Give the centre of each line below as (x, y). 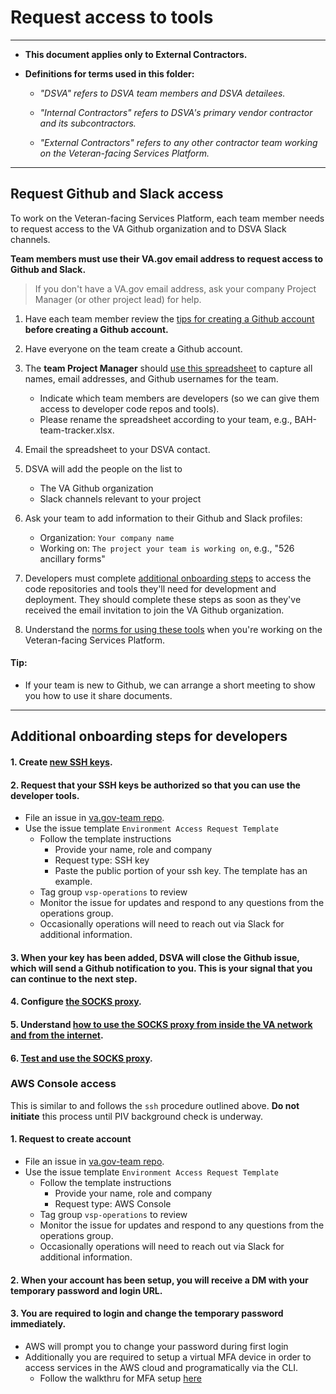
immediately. (38, 1324)
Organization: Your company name (107, 537)
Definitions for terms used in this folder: (109, 73)
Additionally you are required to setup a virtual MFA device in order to (168, 1357)
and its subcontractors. (88, 123)
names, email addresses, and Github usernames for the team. (151, 378)
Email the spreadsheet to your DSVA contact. (117, 449)
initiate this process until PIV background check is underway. (137, 1116)
